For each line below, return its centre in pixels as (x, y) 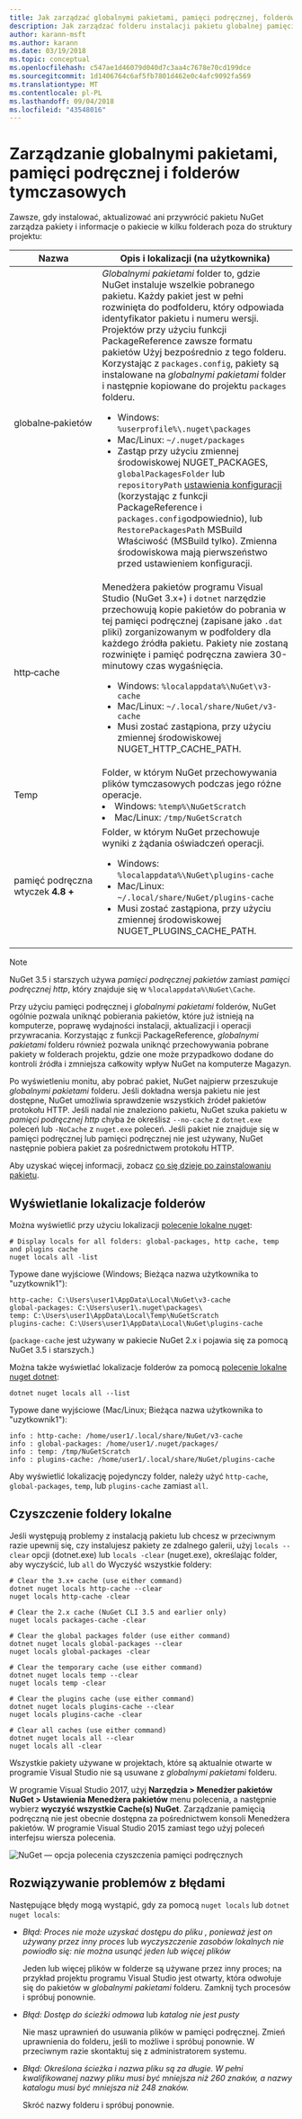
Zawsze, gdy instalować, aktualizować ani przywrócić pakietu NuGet (137, 218)
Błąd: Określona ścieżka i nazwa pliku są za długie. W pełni (133, 2068)
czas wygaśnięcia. (184, 666)
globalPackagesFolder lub (171, 474)
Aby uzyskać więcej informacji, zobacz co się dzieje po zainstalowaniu (140, 1166)
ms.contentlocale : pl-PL (56, 93)
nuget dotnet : (35, 1377)
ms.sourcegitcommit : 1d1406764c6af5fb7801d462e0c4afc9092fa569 (130, 76)
